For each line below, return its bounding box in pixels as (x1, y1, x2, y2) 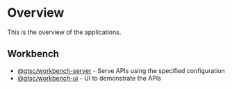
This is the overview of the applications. (7, 28, 122, 36)
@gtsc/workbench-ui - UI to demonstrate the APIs (17, 74, 162, 82)
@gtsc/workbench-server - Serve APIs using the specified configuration (17, 66, 226, 74)
